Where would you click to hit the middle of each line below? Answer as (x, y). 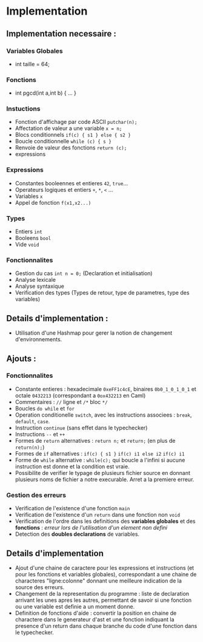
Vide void (27, 245)
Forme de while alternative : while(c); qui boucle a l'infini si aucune (100, 460)
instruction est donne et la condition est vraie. (72, 466)
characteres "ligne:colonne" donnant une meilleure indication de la (98, 581)
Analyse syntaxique (40, 286)
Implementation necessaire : (61, 34)
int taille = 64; (32, 64)
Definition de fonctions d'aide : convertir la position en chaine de (96, 613)
